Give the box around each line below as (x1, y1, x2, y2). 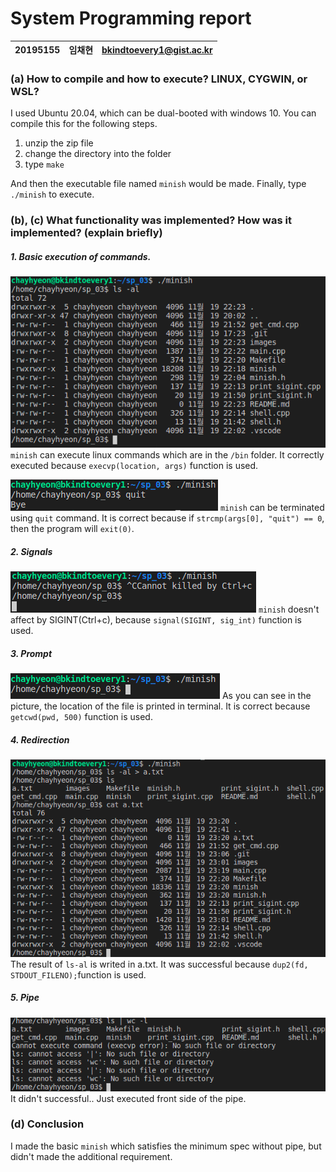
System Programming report (10, 7, 252, 30)
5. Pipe (10, 992, 40, 1004)
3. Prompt (10, 647, 53, 659)
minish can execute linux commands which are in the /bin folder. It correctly (10, 449, 325, 461)
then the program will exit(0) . (10, 523, 135, 535)
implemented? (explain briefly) (10, 226, 163, 240)
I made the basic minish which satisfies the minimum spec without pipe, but (10, 1140, 322, 1152)
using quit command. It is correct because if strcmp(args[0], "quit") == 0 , (10, 512, 325, 524)
